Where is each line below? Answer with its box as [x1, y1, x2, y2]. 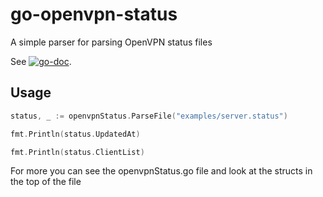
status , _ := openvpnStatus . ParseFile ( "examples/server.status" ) [10, 111, 288, 121]
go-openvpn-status [10, 3, 178, 26]
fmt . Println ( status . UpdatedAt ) [10, 129, 141, 139]
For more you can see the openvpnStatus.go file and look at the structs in [10, 165, 313, 177]
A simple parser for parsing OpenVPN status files [10, 36, 213, 48]
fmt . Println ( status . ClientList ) [10, 147, 145, 157]
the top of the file [10, 176, 82, 188]
